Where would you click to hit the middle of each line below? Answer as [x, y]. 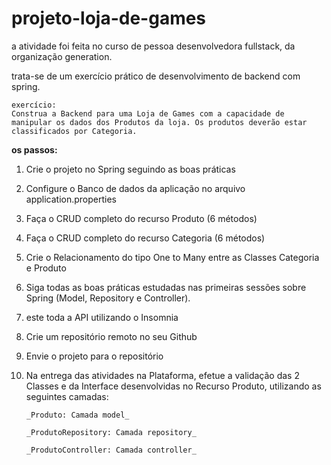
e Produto [46, 268]
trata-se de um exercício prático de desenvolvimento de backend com [156, 76]
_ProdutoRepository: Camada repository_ [111, 432]
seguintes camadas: [67, 396]
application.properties [71, 199]
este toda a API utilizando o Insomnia [102, 317]
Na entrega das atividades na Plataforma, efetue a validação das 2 [162, 375]
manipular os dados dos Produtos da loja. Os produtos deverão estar [159, 122]
